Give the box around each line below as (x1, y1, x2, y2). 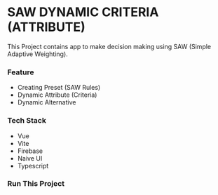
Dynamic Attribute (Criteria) (17, 90, 97, 99)
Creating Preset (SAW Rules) (17, 83, 101, 92)
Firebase (17, 147, 43, 155)
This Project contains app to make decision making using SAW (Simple (7, 42, 212, 51)
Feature (7, 67, 34, 77)
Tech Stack (7, 116, 47, 126)
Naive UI (17, 154, 43, 162)
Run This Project (7, 179, 65, 189)
